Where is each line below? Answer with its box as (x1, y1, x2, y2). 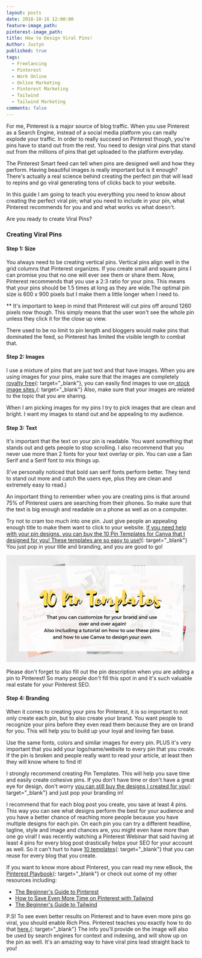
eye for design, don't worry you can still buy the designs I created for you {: (6, 783, 192, 790)
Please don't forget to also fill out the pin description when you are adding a (6, 668, 194, 675)
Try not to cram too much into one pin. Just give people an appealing (6, 517, 177, 525)
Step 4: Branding (6, 695, 49, 702)
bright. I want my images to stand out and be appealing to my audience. (6, 411, 185, 418)
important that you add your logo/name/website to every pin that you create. (6, 745, 196, 752)
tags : (6, 54, 20, 60)
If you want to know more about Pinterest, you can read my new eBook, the (6, 863, 193, 871)
